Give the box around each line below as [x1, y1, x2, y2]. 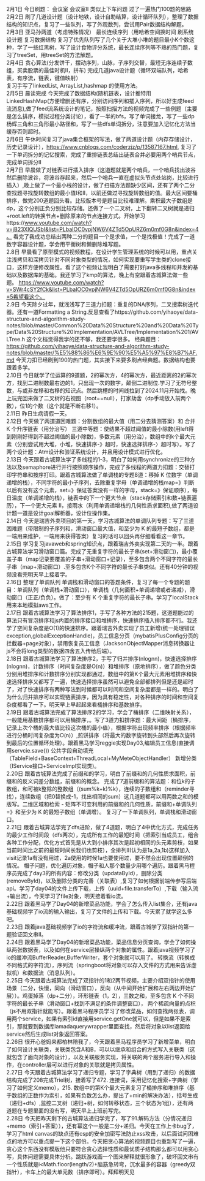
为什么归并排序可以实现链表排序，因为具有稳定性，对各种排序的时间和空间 [6, 693, 193, 701]
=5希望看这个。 [6, 293, 46, 300]
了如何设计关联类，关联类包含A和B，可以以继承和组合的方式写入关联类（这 [6, 1046, 195, 1053]
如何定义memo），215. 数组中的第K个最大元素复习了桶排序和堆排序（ [16, 1084, 190, 1091]
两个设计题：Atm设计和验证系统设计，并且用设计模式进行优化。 [6, 448, 167, 455]
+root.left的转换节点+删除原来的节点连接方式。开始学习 [6, 212, 145, 219]
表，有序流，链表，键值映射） [6, 74, 81, 82]
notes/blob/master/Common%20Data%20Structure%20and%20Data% [6, 322, 186, 329]
